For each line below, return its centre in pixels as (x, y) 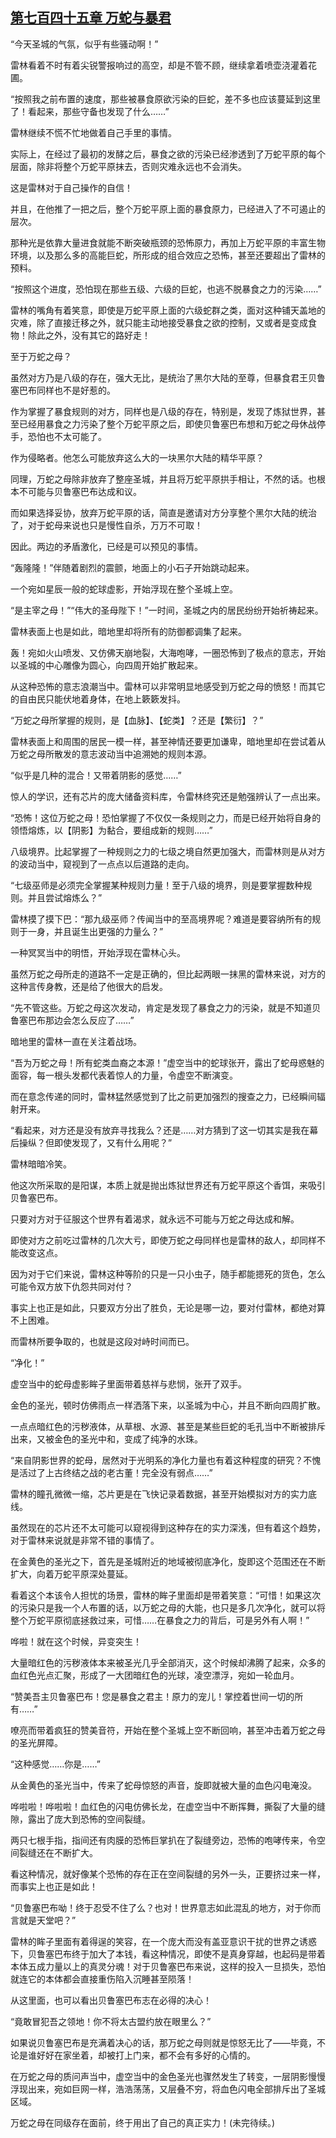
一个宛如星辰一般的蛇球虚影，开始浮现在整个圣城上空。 (124, 589)
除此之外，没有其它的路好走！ (89, 335)
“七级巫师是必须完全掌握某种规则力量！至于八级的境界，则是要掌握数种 (157, 885)
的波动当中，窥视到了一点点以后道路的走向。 (102, 864)
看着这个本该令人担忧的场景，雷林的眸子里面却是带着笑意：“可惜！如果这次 (166, 1595)
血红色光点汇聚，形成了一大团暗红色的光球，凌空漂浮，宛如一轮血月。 (155, 1675)
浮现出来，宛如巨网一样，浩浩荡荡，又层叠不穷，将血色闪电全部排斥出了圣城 (168, 2089)
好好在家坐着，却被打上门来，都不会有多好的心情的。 (146, 2055)
